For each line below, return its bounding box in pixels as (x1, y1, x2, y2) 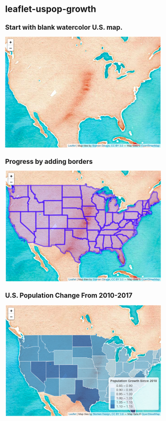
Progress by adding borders (5, 157, 93, 166)
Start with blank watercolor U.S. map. (5, 23, 123, 32)
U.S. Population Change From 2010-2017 (5, 291, 132, 300)
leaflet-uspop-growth (5, 3, 96, 15)
